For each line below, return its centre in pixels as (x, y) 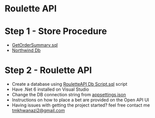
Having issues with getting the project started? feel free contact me (81, 105)
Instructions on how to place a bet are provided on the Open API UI (80, 100)
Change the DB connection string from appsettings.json (69, 95)
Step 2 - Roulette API (48, 70)
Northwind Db (26, 51)
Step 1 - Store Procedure (56, 31)
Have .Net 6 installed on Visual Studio (50, 89)
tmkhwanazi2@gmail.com (38, 111)
